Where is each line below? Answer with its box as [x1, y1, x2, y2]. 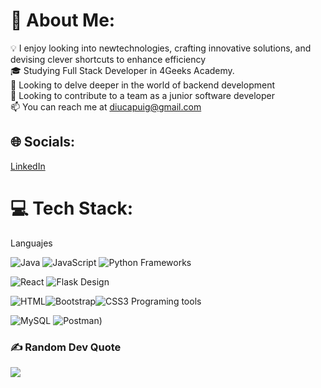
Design [80, 275, 110, 288]
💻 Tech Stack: [10, 197, 134, 219]
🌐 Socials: [10, 134, 76, 151]
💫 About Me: [10, 9, 116, 32]
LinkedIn [10, 160, 46, 172]
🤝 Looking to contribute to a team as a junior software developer [10, 89, 275, 101]
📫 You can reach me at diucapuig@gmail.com [10, 100, 202, 113]
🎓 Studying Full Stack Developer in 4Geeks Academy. [10, 64, 235, 76]
